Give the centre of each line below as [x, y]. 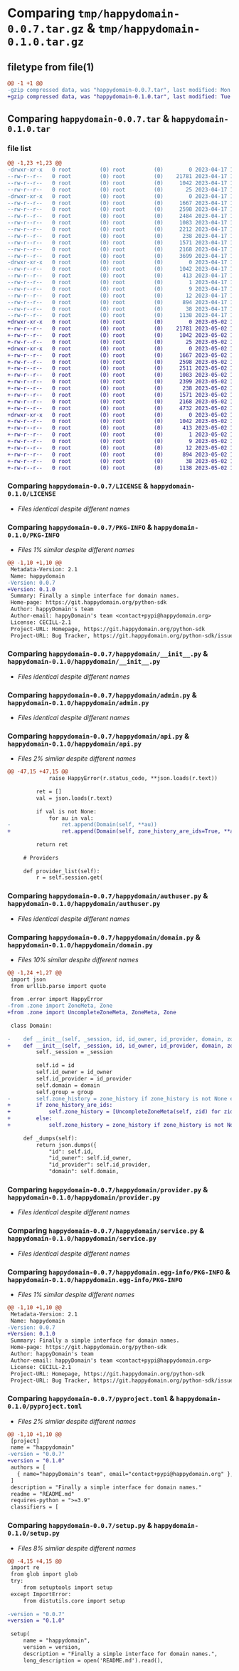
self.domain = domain [68, 1085]
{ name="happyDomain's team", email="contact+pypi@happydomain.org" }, [125, 1474]
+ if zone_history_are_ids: [60, 1105]
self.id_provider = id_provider [84, 1078]
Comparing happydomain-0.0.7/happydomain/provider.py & [108, 1190]
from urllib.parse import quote [58, 986]
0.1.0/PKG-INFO [34, 535]
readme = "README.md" [42, 1494]
